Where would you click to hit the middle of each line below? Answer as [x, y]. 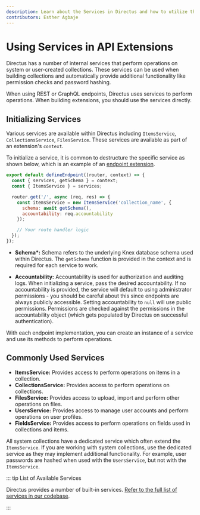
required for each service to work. [57, 265]
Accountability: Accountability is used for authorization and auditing [99, 277]
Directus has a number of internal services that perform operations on [92, 63]
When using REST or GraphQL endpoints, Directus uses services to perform [99, 94]
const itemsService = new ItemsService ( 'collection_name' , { [94, 203]
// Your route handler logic [53, 230]
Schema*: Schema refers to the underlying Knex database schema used [104, 252]
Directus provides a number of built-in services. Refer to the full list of [92, 489]
